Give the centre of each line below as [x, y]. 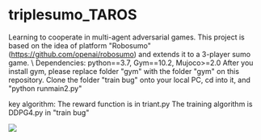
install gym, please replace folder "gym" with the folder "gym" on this [124, 71]
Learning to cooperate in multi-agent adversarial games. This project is [126, 37]
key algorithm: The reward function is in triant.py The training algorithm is [130, 104]
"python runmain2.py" [45, 88]
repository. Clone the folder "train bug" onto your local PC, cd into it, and [129, 80]
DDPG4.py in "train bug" [49, 112]
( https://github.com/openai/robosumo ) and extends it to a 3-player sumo [130, 54]
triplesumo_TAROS [73, 15]
